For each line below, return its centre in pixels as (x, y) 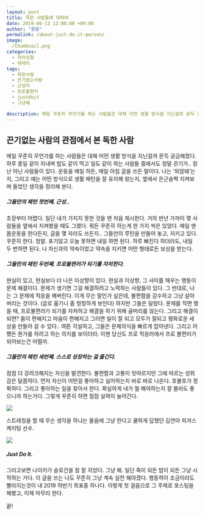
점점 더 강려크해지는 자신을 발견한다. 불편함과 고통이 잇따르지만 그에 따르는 (95, 373)
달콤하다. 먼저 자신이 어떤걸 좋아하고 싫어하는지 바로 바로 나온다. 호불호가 (105, 381)
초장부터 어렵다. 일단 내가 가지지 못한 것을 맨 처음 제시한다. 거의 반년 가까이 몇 (99, 218)
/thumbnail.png (31, 46)
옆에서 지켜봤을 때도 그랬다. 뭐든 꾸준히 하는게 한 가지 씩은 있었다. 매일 (106, 226)
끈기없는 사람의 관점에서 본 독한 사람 (70, 140)
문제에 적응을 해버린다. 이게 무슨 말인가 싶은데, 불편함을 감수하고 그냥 (101, 296)
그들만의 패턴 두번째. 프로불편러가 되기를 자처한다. (65, 264)
